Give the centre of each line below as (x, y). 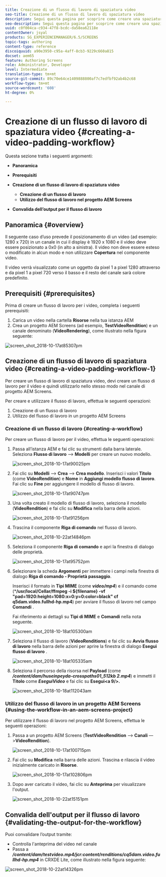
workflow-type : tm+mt (27, 83)
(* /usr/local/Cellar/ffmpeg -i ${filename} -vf (59, 591)
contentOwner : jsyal (26, 33)
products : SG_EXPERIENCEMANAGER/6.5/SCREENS (52, 38)
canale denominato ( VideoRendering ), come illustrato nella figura (79, 331)
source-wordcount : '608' (31, 88)
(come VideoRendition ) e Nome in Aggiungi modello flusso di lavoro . (84, 479)
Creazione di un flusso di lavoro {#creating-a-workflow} (74, 429)
